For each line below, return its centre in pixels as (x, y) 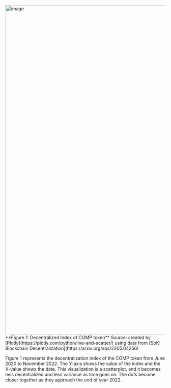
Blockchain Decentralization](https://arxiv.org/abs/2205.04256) (72, 348)
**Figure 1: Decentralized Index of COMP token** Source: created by (78, 338)
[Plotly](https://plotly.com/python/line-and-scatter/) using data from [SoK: (83, 343)
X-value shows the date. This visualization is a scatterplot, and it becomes (83, 369)
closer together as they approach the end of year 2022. (64, 380)
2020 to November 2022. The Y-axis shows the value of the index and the (83, 364)
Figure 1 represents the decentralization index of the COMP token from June (85, 358)
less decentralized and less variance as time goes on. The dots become (81, 374)
